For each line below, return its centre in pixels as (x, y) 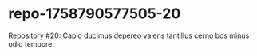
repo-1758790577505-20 (95, 14)
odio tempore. (31, 43)
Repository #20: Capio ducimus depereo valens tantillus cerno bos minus (129, 35)
